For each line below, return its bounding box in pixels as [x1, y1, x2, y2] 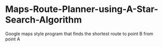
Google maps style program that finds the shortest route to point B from [5, 30, 154, 36]
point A [5, 36, 20, 42]
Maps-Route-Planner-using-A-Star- [5, 3, 158, 15]
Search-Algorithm [5, 14, 82, 25]
